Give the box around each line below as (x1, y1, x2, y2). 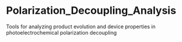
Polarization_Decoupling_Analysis (6, 4, 177, 17)
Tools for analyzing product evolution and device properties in (6, 23, 156, 30)
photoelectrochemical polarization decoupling (6, 29, 117, 36)
